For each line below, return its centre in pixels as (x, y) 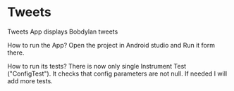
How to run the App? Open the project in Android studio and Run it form (111, 45)
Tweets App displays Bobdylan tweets (63, 31)
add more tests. (30, 80)
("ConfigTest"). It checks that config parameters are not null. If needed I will (117, 73)
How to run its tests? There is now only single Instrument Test (97, 66)
